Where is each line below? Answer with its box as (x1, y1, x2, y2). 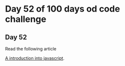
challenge (5, 14, 47, 25)
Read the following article (5, 46, 57, 51)
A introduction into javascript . (5, 55, 65, 61)
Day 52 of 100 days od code (5, 3, 120, 15)
